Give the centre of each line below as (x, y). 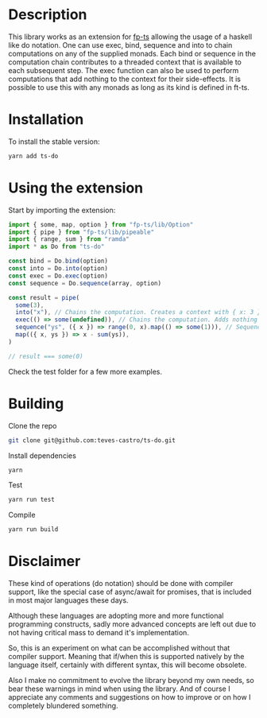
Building (36, 404)
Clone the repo (33, 425)
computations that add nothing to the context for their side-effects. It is (124, 79)
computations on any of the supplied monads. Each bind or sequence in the (132, 53)
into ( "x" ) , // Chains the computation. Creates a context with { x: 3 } (138, 312)
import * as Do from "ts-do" (56, 247)
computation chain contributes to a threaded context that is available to (125, 62)
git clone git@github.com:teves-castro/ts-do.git (92, 440)
